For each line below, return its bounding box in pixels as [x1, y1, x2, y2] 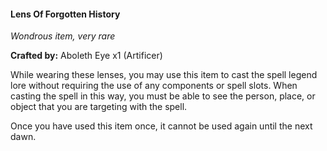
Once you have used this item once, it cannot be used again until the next [10, 120, 313, 132]
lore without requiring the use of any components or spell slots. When [10, 80, 298, 92]
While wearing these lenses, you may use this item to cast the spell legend [10, 69, 318, 81]
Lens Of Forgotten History [10, 8, 121, 20]
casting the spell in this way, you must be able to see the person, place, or [10, 90, 316, 102]
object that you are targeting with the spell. [10, 101, 188, 113]
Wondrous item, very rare [10, 30, 116, 42]
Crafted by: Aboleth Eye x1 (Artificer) [10, 50, 163, 62]
